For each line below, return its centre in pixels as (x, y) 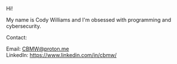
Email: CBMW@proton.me (38, 49)
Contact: (17, 37)
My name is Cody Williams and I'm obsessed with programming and (89, 20)
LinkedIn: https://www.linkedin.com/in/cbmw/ (61, 55)
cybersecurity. (24, 26)
